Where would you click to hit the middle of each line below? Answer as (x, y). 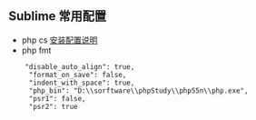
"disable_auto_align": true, (80, 66)
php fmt (36, 50)
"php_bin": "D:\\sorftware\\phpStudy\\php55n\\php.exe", (138, 90)
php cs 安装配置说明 (59, 40)
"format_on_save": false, (78, 75)
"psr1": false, (58, 98)
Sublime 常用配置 (58, 16)
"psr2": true (53, 106)
